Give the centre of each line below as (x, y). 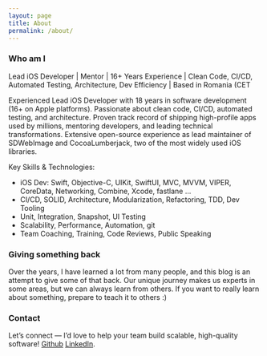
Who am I (27, 59)
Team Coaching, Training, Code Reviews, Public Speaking (115, 233)
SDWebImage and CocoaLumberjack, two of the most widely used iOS (125, 143)
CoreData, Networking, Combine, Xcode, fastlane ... (105, 191)
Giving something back (55, 254)
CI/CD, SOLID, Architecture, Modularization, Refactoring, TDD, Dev (130, 199)
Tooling (32, 208)
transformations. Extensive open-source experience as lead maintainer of (130, 134)
